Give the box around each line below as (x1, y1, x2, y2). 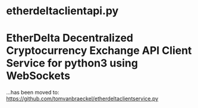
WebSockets (6, 69, 70, 82)
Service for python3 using (6, 56, 139, 70)
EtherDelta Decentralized (6, 31, 134, 45)
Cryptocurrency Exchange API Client (6, 44, 192, 58)
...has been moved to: (6, 89, 59, 96)
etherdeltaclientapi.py (6, 4, 119, 18)
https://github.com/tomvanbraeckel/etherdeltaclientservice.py (6, 95, 159, 102)
